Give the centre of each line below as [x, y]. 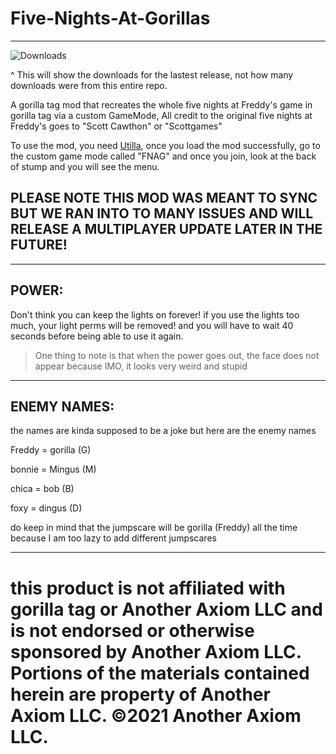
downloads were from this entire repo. [89, 85]
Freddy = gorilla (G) [51, 450]
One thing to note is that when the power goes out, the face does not [177, 355]
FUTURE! [39, 245]
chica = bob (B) [42, 489]
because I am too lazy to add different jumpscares [113, 538]
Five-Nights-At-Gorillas [110, 18]
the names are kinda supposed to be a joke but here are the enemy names [163, 431]
